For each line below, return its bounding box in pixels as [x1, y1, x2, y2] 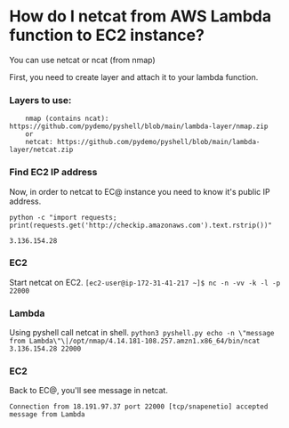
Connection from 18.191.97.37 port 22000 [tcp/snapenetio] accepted [9, 402, 269, 411]
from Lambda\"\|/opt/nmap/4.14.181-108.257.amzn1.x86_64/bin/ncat [9, 336, 261, 346]
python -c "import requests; [9, 213, 117, 222]
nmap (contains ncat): [25, 114, 109, 124]
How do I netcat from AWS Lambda [9, 6, 272, 27]
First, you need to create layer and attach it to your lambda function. [9, 71, 259, 82]
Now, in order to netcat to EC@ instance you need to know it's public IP [9, 186, 270, 197]
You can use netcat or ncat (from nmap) [9, 54, 156, 65]
